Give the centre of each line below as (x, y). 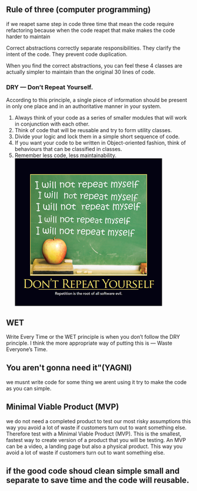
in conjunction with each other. (52, 124)
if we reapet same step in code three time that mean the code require (90, 24)
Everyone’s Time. (27, 349)
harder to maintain (28, 36)
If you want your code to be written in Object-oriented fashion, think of (100, 143)
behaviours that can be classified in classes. (68, 149)
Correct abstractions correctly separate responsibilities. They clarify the (93, 48)
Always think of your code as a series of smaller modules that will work (101, 118)
